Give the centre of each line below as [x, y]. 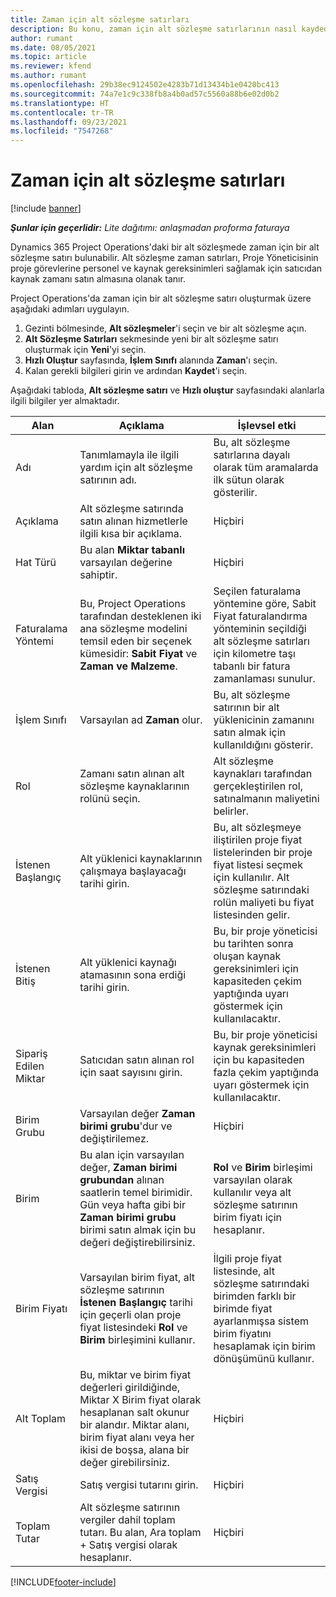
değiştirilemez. [114, 1139]
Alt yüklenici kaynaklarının [141, 859]
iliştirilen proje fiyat [258, 840]
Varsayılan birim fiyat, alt [137, 1278]
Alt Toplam [41, 1419]
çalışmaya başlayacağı [133, 871]
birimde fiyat [243, 1309]
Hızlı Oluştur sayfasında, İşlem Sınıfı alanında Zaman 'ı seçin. [151, 360]
